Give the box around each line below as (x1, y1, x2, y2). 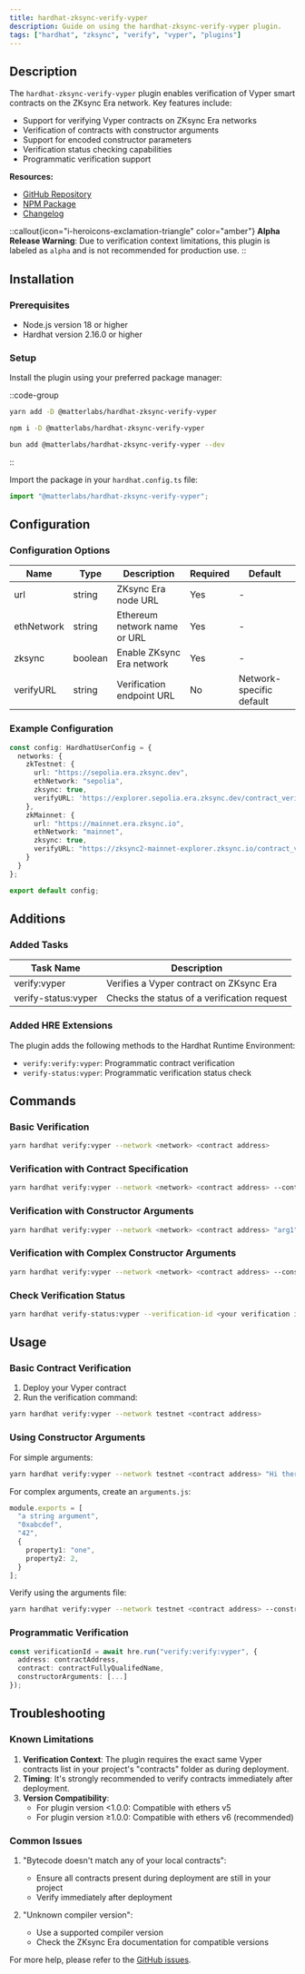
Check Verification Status (9, 1288, 125, 1301)
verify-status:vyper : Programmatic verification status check (22, 1067, 252, 1078)
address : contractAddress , (17, 1655, 120, 1664)
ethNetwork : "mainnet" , (33, 827, 124, 836)
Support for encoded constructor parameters (22, 134, 192, 145)
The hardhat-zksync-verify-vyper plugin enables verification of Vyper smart (9, 88, 296, 99)
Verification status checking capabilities (22, 144, 172, 155)
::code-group (9, 390, 59, 400)
